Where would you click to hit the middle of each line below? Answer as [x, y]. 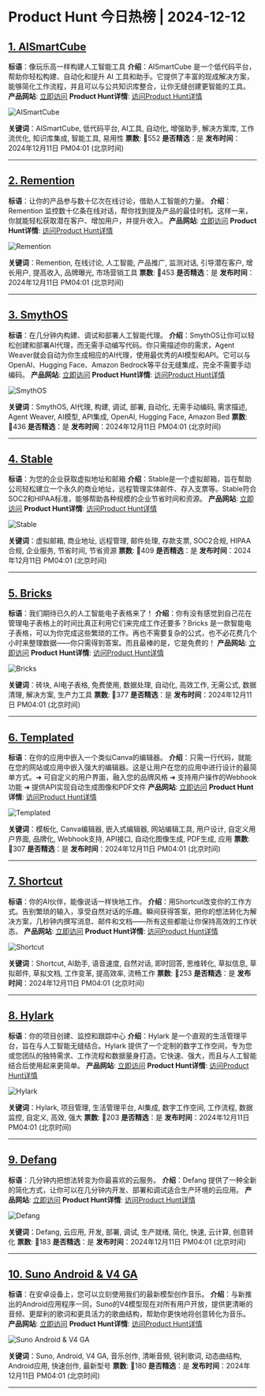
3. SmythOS [38, 315]
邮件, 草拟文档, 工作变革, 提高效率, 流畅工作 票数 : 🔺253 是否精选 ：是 [125, 973]
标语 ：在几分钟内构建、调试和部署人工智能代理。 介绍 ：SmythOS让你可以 [128, 335]
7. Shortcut [35, 881]
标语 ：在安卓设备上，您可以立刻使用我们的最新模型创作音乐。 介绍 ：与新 [127, 1294]
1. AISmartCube [47, 46]
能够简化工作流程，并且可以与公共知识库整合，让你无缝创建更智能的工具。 [129, 86]
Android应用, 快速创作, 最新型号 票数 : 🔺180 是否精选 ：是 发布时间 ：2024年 [129, 1366]
